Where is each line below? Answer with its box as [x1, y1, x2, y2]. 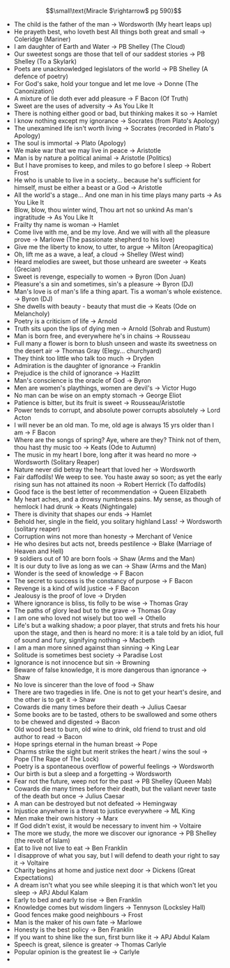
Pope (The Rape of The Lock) [13, 755, 99, 763]
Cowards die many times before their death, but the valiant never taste [13, 784, 217, 793]
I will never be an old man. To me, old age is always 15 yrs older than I [13, 421, 215, 429]
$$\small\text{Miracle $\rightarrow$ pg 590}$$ [45, 7, 182, 15]
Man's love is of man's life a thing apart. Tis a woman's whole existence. [13, 287, 222, 295]
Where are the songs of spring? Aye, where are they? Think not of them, [13, 436, 222, 443]
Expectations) [13, 874, 54, 881]
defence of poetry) [13, 72, 68, 80]
